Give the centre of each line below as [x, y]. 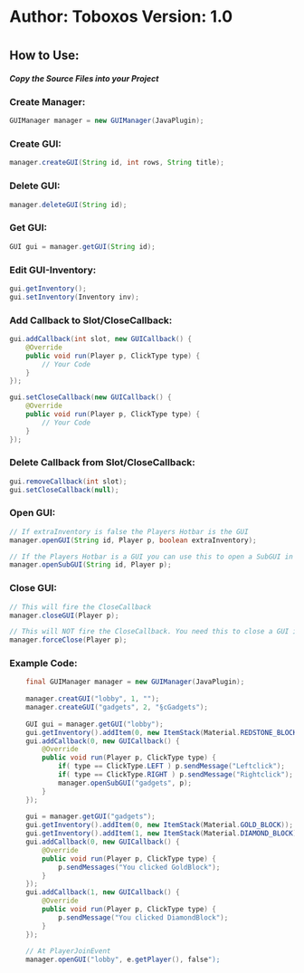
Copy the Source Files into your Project [84, 78]
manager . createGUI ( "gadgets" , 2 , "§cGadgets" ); [117, 708]
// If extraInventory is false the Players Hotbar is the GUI [129, 531]
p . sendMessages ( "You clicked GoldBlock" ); [139, 867]
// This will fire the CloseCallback [81, 607]
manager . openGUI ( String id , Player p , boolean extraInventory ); [133, 540]
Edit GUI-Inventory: [53, 270]
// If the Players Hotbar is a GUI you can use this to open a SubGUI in [152, 557]
